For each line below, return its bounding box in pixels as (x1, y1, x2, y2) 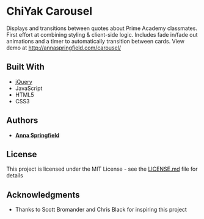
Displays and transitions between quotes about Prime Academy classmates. (6, 24, 197, 32)
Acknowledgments (6, 190, 81, 200)
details (6, 172, 23, 179)
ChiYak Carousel (6, 4, 93, 18)
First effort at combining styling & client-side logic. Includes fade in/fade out (6, 31, 198, 38)
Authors (6, 115, 38, 126)
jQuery (15, 78, 32, 85)
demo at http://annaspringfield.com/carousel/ (6, 44, 121, 51)
